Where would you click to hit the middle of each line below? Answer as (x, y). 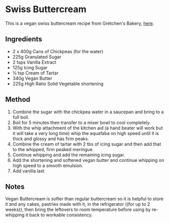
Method (18, 100)
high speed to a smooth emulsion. (48, 165)
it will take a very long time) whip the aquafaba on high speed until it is (86, 133)
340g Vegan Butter (32, 78)
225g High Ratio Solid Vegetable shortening (58, 83)
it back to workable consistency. (59, 215)
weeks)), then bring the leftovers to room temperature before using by (78, 210)
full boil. (21, 117)
